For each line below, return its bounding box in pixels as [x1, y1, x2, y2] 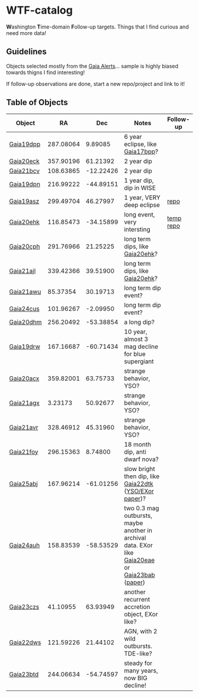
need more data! [6, 29, 46, 36]
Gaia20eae [124, 556, 155, 564]
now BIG [124, 674, 148, 682]
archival [124, 533, 146, 542]
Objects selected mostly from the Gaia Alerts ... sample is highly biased [6, 62, 179, 69]
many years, [124, 666, 158, 674]
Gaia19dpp [9, 140, 40, 148]
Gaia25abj [9, 479, 38, 488]
